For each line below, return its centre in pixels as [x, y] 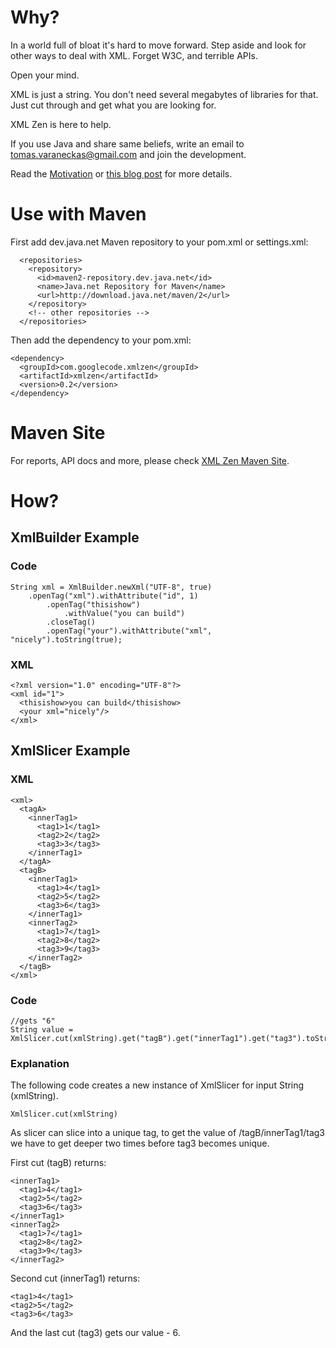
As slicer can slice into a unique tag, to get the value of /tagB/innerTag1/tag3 [167, 1133]
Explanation [40, 1063]
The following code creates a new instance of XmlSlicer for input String [157, 1085]
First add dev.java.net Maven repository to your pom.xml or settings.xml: [159, 242]
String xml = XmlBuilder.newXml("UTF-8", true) [111, 587]
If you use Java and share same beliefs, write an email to [127, 143]
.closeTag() [71, 622]
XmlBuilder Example [75, 537]
